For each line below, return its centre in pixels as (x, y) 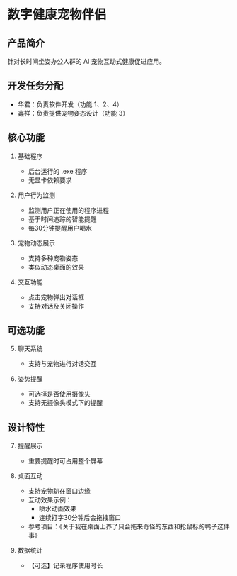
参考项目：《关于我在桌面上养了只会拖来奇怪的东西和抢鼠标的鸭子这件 (129, 526)
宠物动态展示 (36, 243)
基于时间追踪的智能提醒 (62, 219)
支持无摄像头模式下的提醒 (65, 403)
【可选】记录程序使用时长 (65, 565)
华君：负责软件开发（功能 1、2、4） (70, 104)
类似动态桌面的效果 (56, 267)
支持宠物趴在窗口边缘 (59, 491)
